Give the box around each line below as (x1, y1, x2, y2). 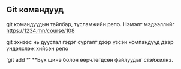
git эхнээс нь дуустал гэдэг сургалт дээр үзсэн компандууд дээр (6, 38, 174, 45)
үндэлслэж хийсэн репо (6, 45, 69, 52)
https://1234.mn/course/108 (6, 27, 75, 34)
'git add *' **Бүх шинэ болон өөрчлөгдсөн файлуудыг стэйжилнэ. (6, 56, 174, 63)
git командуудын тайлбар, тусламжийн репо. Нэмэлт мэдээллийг (6, 20, 175, 27)
